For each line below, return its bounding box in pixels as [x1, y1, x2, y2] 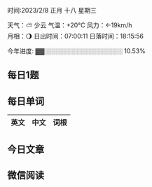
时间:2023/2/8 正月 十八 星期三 [7, 6, 97, 14]
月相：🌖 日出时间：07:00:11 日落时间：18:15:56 [7, 32, 144, 40]
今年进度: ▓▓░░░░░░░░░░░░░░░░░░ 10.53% [7, 47, 146, 55]
